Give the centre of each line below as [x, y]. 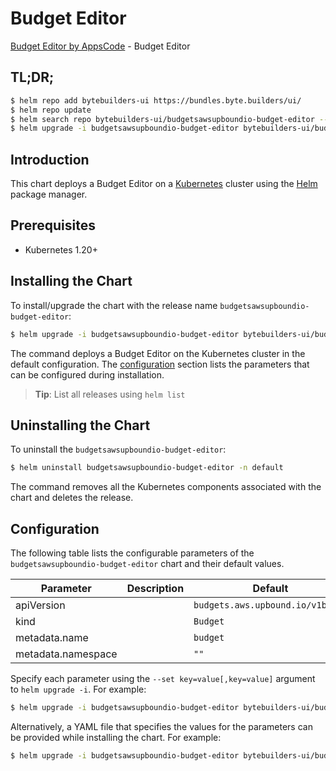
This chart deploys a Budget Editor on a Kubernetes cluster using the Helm [164, 184]
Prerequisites [53, 225]
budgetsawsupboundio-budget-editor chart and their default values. [147, 564]
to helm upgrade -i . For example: [78, 689]
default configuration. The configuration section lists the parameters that [160, 364]
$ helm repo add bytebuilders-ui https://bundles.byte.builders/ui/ [156, 100]
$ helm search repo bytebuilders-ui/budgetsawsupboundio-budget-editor [162, 119]
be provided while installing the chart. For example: [116, 737]
